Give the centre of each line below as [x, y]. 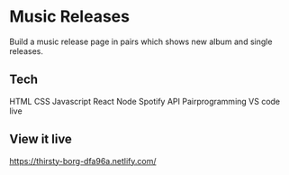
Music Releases [70, 17]
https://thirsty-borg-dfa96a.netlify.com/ [83, 161]
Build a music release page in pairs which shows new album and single [141, 41]
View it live [41, 139]
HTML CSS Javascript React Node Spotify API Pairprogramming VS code [145, 101]
